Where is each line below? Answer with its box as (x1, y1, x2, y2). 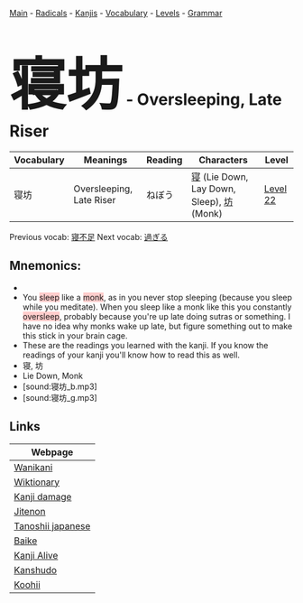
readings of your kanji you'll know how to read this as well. (22, 349, 241, 360)
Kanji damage (14, 490, 72, 503)
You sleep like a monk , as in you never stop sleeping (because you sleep (22, 292, 293, 302)
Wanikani (14, 460, 53, 473)
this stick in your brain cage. (22, 329, 128, 341)
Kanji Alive (14, 549, 59, 561)
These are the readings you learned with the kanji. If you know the (22, 339, 269, 350)
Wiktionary (14, 476, 60, 488)
